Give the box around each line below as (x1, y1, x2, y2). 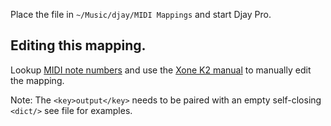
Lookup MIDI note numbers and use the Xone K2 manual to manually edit (10, 64, 312, 76)
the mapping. (10, 74, 65, 86)
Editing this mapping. (10, 37, 147, 54)
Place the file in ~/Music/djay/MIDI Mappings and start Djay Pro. (10, 9, 272, 20)
